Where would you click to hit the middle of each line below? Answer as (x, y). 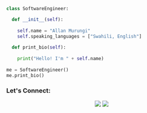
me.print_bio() (25, 75)
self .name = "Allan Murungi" (54, 31)
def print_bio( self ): (39, 47)
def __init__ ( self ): (38, 19)
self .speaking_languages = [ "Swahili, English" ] (80, 36)
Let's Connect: (28, 91)
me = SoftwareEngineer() (38, 70)
